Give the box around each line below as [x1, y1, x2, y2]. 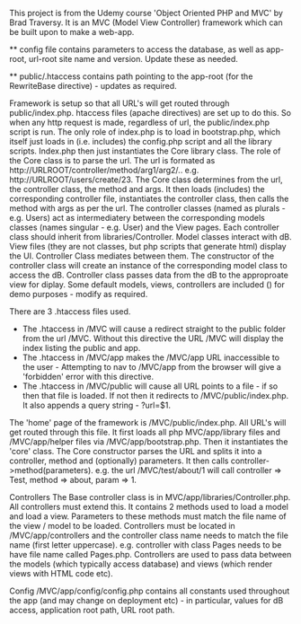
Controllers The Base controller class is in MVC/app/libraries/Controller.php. [9, 492, 291, 502]
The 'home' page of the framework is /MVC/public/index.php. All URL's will [9, 417, 287, 427]
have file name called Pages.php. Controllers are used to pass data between [9, 549, 292, 559]
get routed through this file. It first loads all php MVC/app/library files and [9, 426, 281, 437]
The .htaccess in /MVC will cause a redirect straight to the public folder [22, 323, 286, 334]
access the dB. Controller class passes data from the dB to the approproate [9, 269, 289, 280]
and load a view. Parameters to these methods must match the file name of [9, 511, 288, 522]
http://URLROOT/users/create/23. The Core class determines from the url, [9, 174, 283, 185]
